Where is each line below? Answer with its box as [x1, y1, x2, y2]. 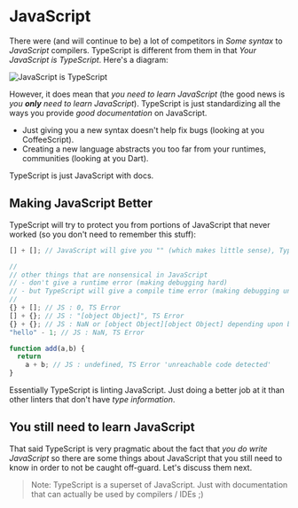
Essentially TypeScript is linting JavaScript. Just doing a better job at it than [9, 385, 286, 395]
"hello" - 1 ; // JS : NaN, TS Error [9, 328, 145, 337]
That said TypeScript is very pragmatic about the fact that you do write [9, 443, 268, 454]
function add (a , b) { [9, 344, 86, 353]
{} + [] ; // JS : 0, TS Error [9, 303, 122, 312]
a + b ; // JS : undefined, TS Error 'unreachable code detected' [25, 361, 272, 370]
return [17, 352, 42, 361]
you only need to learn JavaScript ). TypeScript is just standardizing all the [9, 98, 281, 108]
